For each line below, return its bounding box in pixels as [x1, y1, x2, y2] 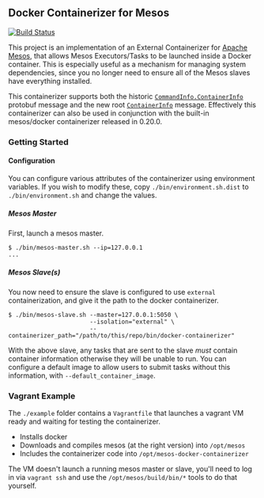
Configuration [8, 156, 55, 165]
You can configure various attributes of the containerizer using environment [8, 173, 255, 183]
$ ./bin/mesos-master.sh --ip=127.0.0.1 [8, 243, 144, 251]
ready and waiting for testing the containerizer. [8, 417, 160, 426]
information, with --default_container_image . [8, 371, 156, 380]
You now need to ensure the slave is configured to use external [8, 287, 216, 296]
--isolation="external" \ [89, 318, 175, 326]
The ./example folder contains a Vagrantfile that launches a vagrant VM [8, 409, 244, 418]
